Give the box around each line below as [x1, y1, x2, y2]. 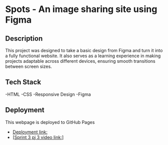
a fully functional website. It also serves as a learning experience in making [5, 53, 161, 59]
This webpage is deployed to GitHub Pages [5, 119, 95, 125]
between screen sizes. [5, 64, 52, 69]
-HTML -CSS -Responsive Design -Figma [5, 91, 92, 97]
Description [5, 34, 43, 43]
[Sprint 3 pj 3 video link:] [12, 134, 64, 140]
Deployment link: [12, 129, 48, 135]
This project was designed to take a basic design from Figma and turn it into [5, 48, 163, 53]
